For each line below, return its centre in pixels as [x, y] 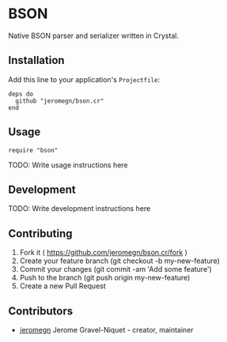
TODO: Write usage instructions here [68, 165]
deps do [21, 94]
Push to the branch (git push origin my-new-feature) [105, 278]
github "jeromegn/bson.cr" [60, 101]
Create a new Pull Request [63, 286]
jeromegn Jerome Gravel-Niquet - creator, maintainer [106, 330]
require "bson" [33, 150]
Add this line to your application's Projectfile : [84, 79]
